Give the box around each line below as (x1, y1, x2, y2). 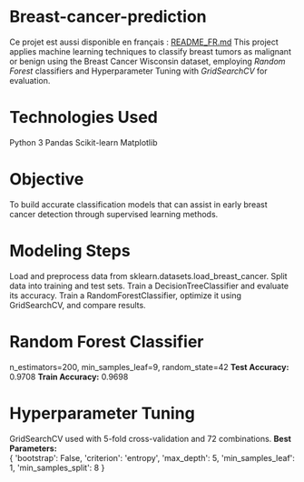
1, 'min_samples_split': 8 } (9, 462, 105, 473)
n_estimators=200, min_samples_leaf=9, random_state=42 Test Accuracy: (9, 361, 289, 372)
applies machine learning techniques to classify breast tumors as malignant (9, 45, 292, 56)
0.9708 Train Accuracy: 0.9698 (9, 371, 129, 382)
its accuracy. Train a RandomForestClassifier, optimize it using (9, 289, 242, 301)
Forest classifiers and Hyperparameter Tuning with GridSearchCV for (9, 65, 268, 76)
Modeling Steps (9, 241, 131, 261)
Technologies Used (9, 107, 159, 128)
